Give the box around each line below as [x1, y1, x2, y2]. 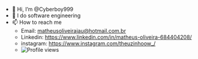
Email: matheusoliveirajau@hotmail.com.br [20, 27, 126, 34]
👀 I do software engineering [11, 12, 81, 19]
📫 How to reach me [11, 18, 62, 26]
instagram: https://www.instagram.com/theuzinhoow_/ [20, 40, 156, 47]
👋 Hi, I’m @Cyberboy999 [11, 6, 74, 13]
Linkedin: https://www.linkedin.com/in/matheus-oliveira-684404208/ [20, 33, 192, 41]
